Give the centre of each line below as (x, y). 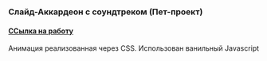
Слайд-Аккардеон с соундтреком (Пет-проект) (106, 12)
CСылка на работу (41, 31)
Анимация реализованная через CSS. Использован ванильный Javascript (134, 48)
